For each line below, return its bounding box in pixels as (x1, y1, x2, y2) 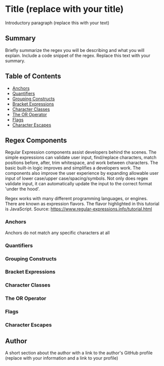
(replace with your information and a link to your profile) (5, 355, 118, 361)
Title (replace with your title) (5, 3, 124, 15)
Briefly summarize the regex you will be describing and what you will (5, 47, 144, 53)
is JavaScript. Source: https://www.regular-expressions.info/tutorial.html (5, 206, 152, 212)
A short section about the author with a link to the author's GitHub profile (5, 350, 153, 356)
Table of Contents (5, 72, 62, 81)
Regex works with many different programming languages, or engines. (5, 196, 148, 202)
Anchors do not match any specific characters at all (5, 230, 110, 236)
